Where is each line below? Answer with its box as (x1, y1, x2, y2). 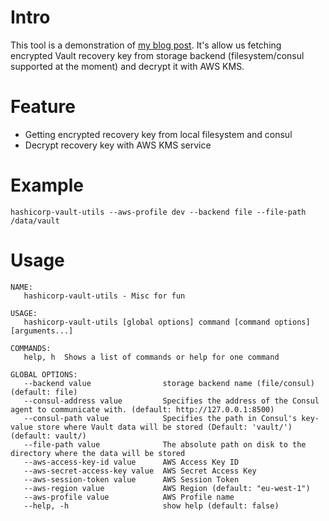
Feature (10, 96, 76, 118)
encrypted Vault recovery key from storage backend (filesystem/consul (10, 49, 305, 61)
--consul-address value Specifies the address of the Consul (23, 396, 320, 406)
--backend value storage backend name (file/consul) (23, 378, 315, 388)
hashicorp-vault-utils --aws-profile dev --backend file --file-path (10, 207, 307, 217)
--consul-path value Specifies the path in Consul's (23, 413, 298, 423)
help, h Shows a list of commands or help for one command (23, 352, 280, 362)
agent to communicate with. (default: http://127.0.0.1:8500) (10, 404, 275, 415)
